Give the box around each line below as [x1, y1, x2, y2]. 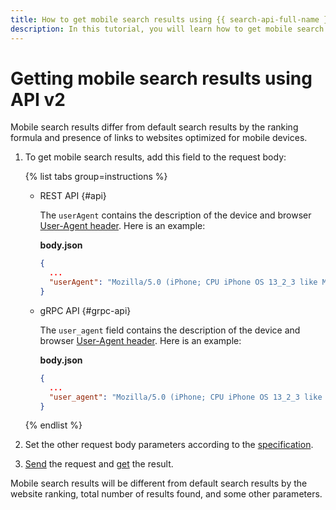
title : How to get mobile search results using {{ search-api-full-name [10, 14, 320, 25]
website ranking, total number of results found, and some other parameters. [10, 488, 323, 500]
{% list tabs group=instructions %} [24, 171, 168, 183]
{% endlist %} [24, 419, 83, 431]
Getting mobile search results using [10, 67, 313, 90]
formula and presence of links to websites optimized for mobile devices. [10, 132, 308, 144]
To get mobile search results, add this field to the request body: [24, 151, 287, 163]
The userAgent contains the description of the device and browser [39, 209, 312, 221]
